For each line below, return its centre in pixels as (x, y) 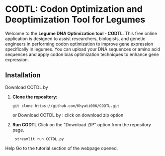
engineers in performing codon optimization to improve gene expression (79, 44)
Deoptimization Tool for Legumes (75, 20)
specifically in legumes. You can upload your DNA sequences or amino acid (83, 49)
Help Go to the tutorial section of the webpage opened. (62, 148)
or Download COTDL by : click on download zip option (68, 115)
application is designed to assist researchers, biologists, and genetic (75, 39)
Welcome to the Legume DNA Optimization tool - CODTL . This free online (81, 33)
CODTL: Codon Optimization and (74, 9)
